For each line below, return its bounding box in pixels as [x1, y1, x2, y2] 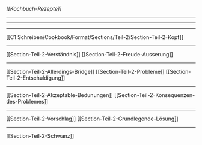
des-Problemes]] [6, 98, 49, 105]
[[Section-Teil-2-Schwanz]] [6, 132, 75, 140]
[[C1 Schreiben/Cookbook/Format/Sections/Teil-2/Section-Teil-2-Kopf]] [6, 34, 183, 41]
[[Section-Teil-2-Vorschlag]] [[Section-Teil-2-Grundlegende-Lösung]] [6, 115, 179, 122]
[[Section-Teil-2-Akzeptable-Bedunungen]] [6, 92, 113, 98]
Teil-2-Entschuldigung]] [6, 74, 66, 81]
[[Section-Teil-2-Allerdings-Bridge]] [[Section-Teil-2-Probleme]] [6, 68, 165, 75]
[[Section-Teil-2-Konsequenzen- [114, 92, 195, 98]
